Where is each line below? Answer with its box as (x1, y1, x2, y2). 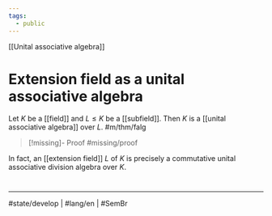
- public (15, 19, 45, 28)
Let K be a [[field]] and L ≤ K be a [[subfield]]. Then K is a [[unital (8, 114, 227, 124)
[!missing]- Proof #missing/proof (28, 138, 138, 148)
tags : (8, 11, 27, 20)
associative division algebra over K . (8, 163, 127, 172)
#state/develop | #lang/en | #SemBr (8, 198, 128, 208)
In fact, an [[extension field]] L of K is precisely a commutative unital (8, 154, 236, 163)
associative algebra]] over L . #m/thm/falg (8, 122, 147, 132)
